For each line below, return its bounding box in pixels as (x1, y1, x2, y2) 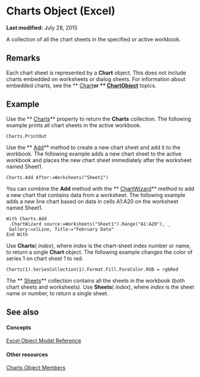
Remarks (6, 53, 41, 64)
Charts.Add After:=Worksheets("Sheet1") (6, 174, 109, 181)
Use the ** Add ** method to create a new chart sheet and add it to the (6, 143, 181, 151)
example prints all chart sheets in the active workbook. (6, 121, 142, 128)
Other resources (6, 351, 48, 358)
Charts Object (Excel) (6, 4, 116, 18)
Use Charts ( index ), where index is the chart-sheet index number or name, (6, 242, 191, 249)
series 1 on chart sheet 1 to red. (6, 255, 83, 262)
